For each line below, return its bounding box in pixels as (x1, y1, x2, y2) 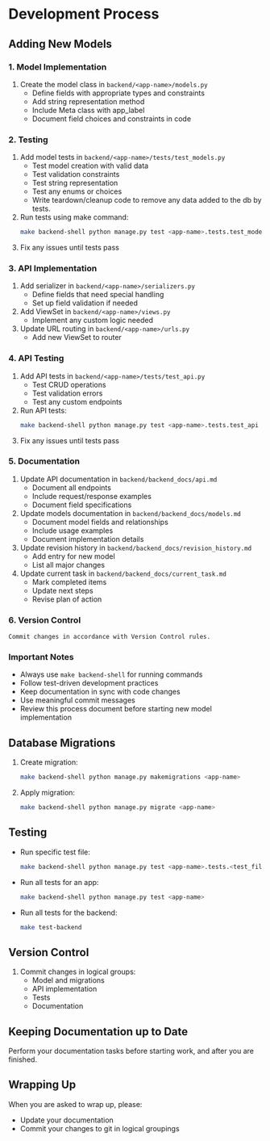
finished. (8, 1055, 38, 1064)
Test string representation (31, 178, 118, 188)
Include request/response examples (31, 491, 152, 501)
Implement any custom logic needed (31, 316, 153, 325)
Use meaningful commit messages (19, 695, 135, 705)
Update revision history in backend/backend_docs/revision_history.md (19, 543, 252, 552)
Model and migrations (31, 975, 105, 985)
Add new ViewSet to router (31, 333, 123, 342)
